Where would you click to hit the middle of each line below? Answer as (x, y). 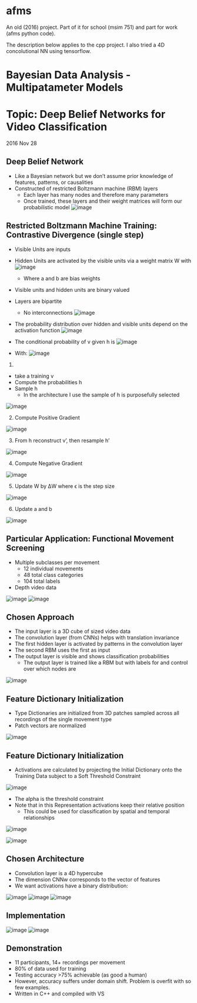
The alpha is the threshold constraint (59, 799)
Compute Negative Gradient (49, 463)
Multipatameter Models (65, 88)
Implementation (36, 915)
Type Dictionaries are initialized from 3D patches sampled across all (97, 713)
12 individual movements (53, 568)
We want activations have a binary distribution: (71, 886)
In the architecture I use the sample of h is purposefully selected (101, 395)
